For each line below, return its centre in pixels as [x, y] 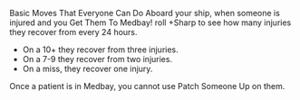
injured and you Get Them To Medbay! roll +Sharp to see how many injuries [150, 23]
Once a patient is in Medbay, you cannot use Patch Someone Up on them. [147, 86]
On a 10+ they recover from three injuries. [100, 50]
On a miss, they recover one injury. [87, 68]
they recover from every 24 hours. [73, 32]
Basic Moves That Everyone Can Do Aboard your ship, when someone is [145, 13]
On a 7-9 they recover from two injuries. [97, 59]
